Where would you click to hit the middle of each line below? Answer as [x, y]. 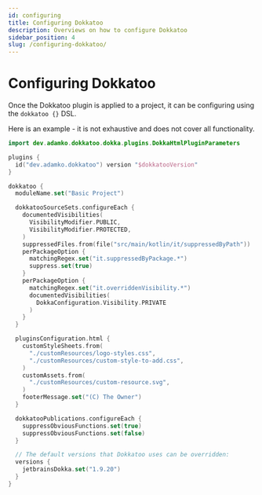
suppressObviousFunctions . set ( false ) [84, 433]
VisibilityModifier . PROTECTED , [80, 229]
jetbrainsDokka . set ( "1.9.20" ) [72, 469]
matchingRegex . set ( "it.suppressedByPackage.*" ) [108, 259]
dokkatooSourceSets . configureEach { [75, 208]
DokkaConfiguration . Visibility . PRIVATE [102, 302]
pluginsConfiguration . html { [63, 339]
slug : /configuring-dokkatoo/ [58, 45]
